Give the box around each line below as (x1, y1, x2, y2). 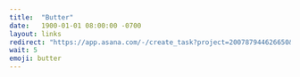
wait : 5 (9, 46, 38, 55)
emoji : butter (9, 54, 62, 63)
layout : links (9, 29, 62, 38)
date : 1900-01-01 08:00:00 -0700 (9, 21, 142, 30)
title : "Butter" (9, 12, 74, 22)
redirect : (9, 37, 46, 47)
